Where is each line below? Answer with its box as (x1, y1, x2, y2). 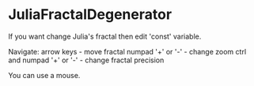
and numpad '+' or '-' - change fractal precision (8, 55, 165, 65)
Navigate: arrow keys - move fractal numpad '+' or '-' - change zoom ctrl (8, 47, 247, 56)
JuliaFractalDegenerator (8, 6, 172, 24)
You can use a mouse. (8, 70, 81, 80)
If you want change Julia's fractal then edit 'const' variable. (8, 32, 202, 41)
